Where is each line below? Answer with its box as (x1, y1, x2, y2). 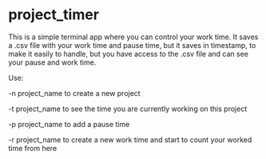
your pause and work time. (8, 58, 97, 67)
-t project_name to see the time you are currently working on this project (8, 104, 248, 113)
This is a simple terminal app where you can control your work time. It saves (8, 32, 259, 42)
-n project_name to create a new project (8, 88, 141, 97)
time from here (8, 143, 58, 153)
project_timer (8, 6, 100, 24)
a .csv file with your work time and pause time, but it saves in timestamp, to (8, 40, 256, 50)
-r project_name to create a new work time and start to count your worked (8, 134, 252, 145)
